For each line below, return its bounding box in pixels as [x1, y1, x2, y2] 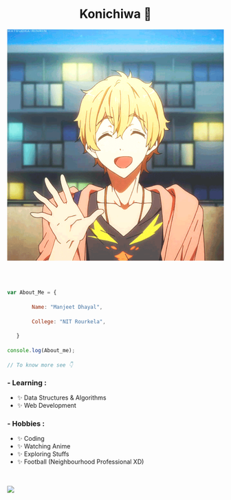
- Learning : [7, 378, 47, 387]
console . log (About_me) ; [7, 347, 76, 354]
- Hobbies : [7, 419, 45, 428]
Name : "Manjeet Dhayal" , [32, 303, 103, 310]
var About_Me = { [7, 289, 57, 296]
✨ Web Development [16, 402, 77, 409]
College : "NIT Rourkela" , [32, 318, 107, 325]
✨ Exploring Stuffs [16, 450, 69, 458]
